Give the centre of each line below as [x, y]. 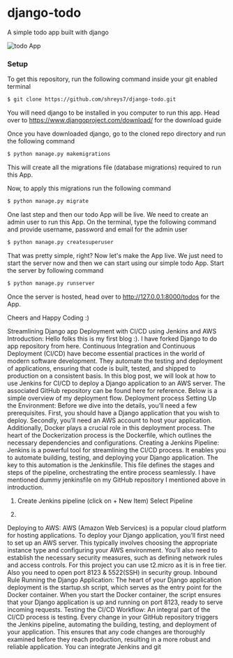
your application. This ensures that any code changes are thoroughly [106, 631]
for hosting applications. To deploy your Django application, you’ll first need [116, 535]
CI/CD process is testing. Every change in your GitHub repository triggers [113, 617]
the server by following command [55, 270]
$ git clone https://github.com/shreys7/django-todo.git [92, 99]
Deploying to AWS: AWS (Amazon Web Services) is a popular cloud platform [117, 528]
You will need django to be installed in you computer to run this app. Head [113, 113]
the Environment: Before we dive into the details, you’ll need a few [102, 405]
